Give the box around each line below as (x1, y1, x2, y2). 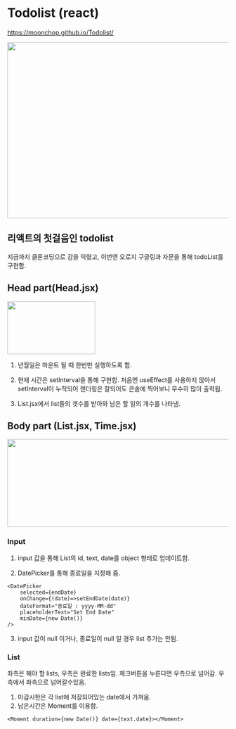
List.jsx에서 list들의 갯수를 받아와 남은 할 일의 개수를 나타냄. (17, 399, 181, 407)
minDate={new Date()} (20, 614, 83, 622)
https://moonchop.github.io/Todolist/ (7, 28, 114, 37)
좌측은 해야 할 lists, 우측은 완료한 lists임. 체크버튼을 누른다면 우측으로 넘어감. (7, 668, 218, 677)
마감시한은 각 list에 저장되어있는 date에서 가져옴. (17, 692, 152, 701)
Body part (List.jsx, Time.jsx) (7, 420, 137, 432)
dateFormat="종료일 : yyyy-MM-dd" (20, 602, 117, 609)
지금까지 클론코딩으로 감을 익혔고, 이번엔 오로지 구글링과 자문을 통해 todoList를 (7, 252, 223, 261)
